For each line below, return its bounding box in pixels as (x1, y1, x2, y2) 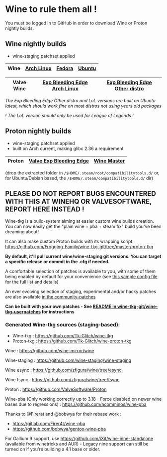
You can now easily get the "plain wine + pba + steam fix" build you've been (5, 223, 162, 230)
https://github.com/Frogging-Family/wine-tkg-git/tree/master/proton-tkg (5, 244, 154, 250)
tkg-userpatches (5, 309, 41, 315)
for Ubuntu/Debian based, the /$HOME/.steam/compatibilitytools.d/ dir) (5, 175, 154, 181)
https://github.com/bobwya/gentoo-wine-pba (12, 426, 106, 432)
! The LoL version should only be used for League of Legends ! (5, 112, 134, 118)
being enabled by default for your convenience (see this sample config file (5, 274, 158, 280)
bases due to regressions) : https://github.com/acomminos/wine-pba (5, 401, 147, 407)
